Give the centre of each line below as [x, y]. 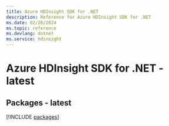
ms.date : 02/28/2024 [32, 22]
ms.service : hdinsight [34, 39]
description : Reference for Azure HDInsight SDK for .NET [79, 17]
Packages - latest [39, 103]
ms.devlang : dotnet [30, 34]
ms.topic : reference [32, 28]
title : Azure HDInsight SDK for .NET [52, 12]
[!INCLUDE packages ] [33, 117]
